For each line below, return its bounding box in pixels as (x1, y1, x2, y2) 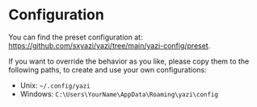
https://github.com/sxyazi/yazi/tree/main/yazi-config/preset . (8, 40, 211, 50)
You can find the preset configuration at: (8, 32, 143, 42)
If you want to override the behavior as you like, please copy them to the (8, 56, 250, 66)
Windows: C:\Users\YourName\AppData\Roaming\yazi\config (19, 88, 218, 98)
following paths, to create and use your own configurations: (8, 64, 208, 74)
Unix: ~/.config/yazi (19, 80, 91, 90)
